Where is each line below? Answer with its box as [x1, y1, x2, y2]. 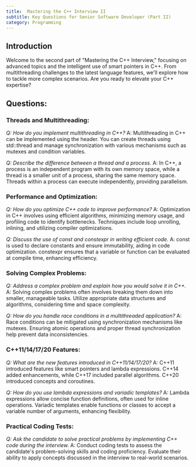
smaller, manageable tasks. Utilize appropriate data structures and [6, 295, 166, 302]
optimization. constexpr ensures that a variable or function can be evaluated [6, 248, 190, 255]
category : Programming [6, 19, 61, 25]
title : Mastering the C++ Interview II [6, 8, 106, 15]
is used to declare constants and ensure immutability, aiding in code [6, 242, 170, 249]
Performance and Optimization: [6, 193, 98, 201]
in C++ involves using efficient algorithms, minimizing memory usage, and [6, 212, 185, 219]
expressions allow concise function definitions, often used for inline [6, 395, 169, 402]
